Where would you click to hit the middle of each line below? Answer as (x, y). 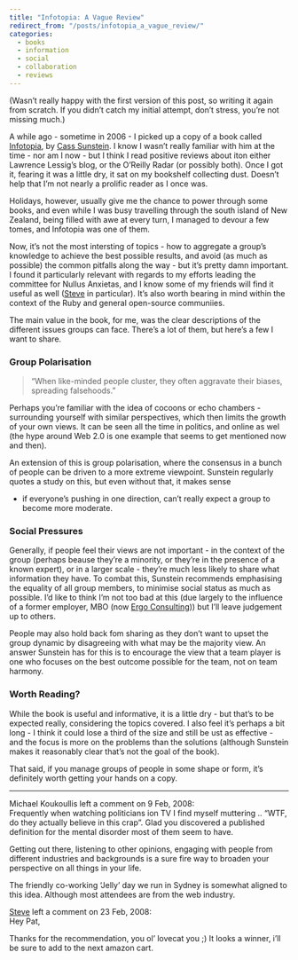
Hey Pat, (25, 921)
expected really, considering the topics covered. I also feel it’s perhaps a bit (147, 723)
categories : (31, 34)
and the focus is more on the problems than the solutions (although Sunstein (149, 742)
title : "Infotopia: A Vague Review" (77, 17)
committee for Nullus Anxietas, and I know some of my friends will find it (141, 284)
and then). (28, 445)
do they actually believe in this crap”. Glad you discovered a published (137, 822)
